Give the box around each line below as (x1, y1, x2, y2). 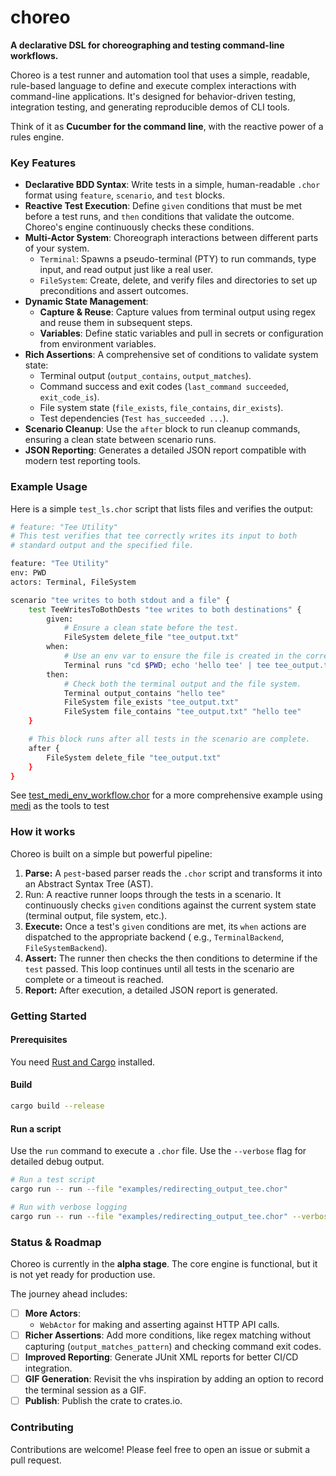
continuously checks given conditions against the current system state (24, 899, 317, 911)
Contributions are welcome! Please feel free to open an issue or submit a (10, 1443, 311, 1455)
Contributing (10, 1421, 74, 1435)
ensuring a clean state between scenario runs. (24, 434, 217, 446)
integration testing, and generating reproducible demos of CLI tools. (10, 101, 290, 113)
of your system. (24, 242, 90, 255)
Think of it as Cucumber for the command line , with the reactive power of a (10, 120, 324, 132)
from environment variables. (39, 338, 157, 350)
